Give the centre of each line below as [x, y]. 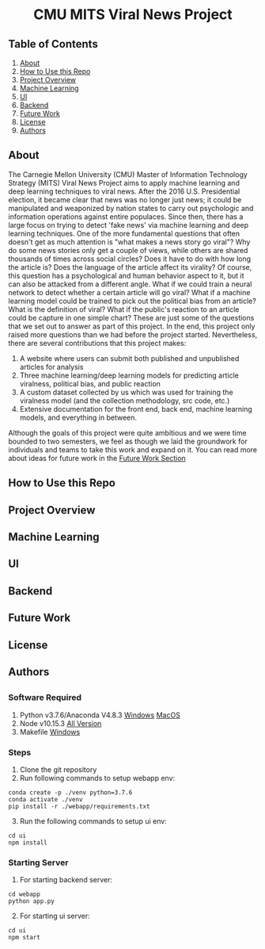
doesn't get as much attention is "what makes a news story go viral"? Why [129, 242]
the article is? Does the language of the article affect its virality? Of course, [130, 267]
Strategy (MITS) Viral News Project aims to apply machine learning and [124, 182]
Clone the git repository [58, 770]
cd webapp [25, 894]
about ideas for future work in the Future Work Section [97, 458]
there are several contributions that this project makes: [97, 343]
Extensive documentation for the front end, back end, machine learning [136, 409]
